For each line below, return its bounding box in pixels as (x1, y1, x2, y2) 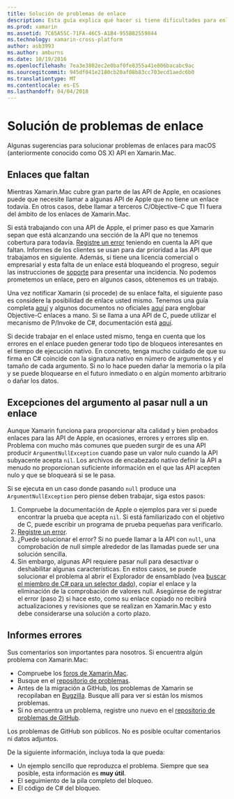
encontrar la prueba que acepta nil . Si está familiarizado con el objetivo (17, 513, 225, 521)
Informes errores (7, 629, 82, 641)
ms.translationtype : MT (7, 75, 77, 82)
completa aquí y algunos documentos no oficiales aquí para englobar (7, 303, 206, 311)
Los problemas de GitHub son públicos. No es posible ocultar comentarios (7, 727, 221, 735)
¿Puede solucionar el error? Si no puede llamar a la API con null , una (17, 535, 216, 543)
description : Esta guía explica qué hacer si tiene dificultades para (7, 17, 217, 24)
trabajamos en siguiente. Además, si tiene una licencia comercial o (7, 253, 198, 261)
